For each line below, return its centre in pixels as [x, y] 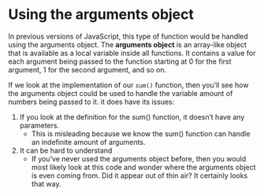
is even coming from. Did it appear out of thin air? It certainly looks [139, 176]
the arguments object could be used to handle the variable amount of [121, 93]
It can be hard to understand [66, 150]
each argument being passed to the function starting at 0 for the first [120, 61]
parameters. [39, 125]
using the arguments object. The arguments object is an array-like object [127, 44]
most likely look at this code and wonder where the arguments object [143, 167]
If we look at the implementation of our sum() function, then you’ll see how [128, 85]
